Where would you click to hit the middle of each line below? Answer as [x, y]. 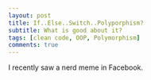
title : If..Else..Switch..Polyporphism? [76, 23]
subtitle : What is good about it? [66, 30]
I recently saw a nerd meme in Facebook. [76, 67]
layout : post [30, 15]
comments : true [33, 45]
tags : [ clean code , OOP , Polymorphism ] [74, 38]
